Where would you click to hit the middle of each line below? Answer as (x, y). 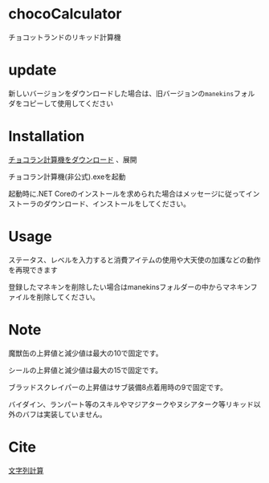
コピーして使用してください (68, 103)
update (33, 70)
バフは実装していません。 (64, 414)
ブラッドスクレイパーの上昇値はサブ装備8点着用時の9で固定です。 (118, 387)
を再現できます (33, 270)
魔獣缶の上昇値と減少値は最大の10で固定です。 (86, 353)
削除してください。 (68, 297)
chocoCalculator (65, 14)
